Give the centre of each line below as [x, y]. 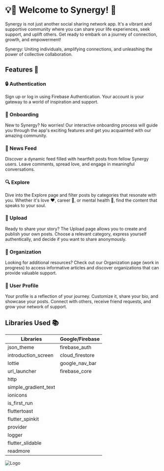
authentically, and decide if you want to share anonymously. [66, 239]
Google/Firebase [80, 339]
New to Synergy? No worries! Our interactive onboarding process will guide [82, 125]
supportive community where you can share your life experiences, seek [78, 29]
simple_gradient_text [31, 387]
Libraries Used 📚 [32, 323]
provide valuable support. [31, 273]
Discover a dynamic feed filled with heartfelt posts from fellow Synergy [77, 159]
